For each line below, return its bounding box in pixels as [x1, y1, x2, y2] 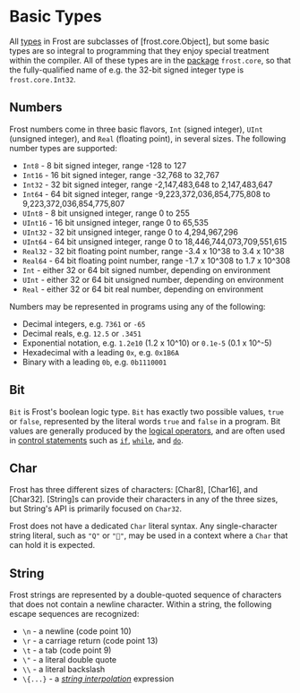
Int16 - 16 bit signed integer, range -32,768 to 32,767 [21, 169, 219, 180]
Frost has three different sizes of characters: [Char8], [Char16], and [9, 484, 258, 495]
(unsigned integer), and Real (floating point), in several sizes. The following [9, 133, 287, 144]
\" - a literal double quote [21, 654, 117, 665]
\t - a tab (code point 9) [21, 645, 112, 655]
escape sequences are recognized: [9, 609, 140, 620]
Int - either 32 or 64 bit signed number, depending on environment [21, 264, 271, 275]
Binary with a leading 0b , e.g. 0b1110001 [21, 356, 167, 367]
